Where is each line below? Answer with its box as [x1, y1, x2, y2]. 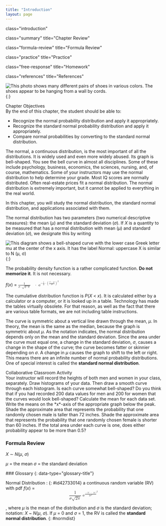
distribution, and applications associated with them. [5, 205, 111, 211]
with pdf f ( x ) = [5, 485, 35, 491]
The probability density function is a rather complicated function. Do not [5, 265, 153, 271]
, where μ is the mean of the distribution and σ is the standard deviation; [5, 505, 152, 511]
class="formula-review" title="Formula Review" [5, 44, 102, 50]
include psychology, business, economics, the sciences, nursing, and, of [5, 164, 154, 170]
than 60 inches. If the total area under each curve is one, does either [5, 422, 145, 428]
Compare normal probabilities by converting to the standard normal [12, 133, 150, 139]
